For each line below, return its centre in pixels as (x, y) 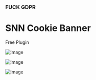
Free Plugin (17, 42)
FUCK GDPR (20, 7)
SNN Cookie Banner (48, 28)
